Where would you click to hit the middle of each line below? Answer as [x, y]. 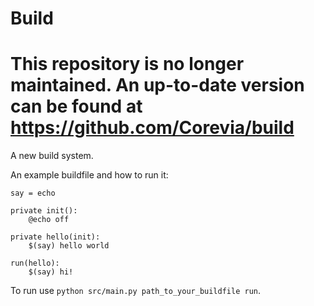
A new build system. [52, 156]
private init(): [44, 211]
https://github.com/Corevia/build [152, 128]
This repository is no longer [127, 64]
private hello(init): [55, 237]
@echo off [49, 220]
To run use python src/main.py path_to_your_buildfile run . [136, 291]
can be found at [76, 106]
